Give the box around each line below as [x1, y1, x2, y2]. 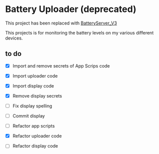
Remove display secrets [12, 92, 62, 98]
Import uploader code [12, 72, 58, 78]
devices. [5, 35, 23, 41]
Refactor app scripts [12, 123, 55, 129]
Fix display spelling [12, 103, 52, 108]
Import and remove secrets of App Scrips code [12, 62, 110, 68]
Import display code [12, 82, 54, 88]
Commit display [12, 113, 45, 119]
